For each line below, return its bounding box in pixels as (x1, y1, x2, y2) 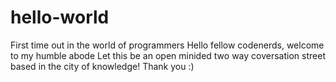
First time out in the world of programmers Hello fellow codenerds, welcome (10, 39, 325, 51)
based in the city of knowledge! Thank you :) (10, 60, 195, 72)
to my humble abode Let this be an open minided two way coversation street (10, 49, 326, 61)
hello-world (10, 6, 110, 29)
